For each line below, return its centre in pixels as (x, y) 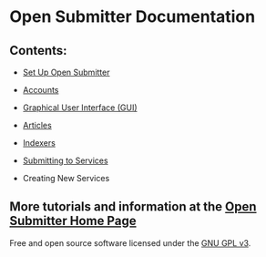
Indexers (39, 143)
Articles (37, 125)
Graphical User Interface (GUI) (80, 108)
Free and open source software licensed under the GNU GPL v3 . (130, 242)
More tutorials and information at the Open (133, 207)
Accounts (41, 90)
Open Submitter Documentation (133, 17)
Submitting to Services (65, 160)
